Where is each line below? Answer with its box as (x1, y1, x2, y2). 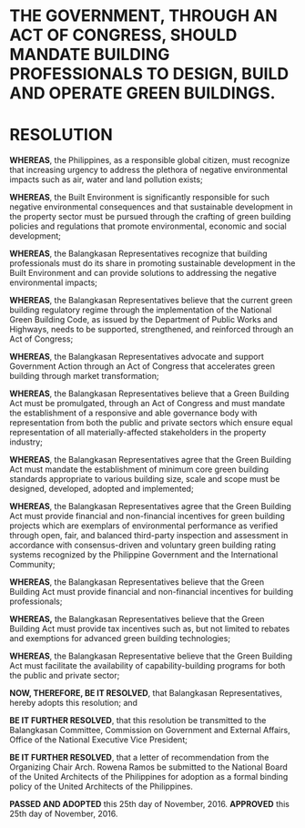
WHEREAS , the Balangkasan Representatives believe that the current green (9, 295, 293, 306)
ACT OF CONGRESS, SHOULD (9, 25, 238, 46)
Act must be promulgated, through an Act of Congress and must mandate (9, 398, 285, 409)
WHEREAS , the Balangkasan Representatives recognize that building (9, 248, 268, 260)
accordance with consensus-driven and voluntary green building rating (9, 539, 276, 551)
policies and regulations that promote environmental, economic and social (9, 220, 287, 232)
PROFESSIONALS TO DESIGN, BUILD (9, 64, 290, 85)
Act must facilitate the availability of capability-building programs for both (9, 660, 286, 671)
